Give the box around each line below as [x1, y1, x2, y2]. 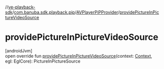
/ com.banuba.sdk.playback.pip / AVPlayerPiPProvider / [12, 9, 120, 15]
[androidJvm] [5, 47, 33, 53]
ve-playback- [8, 4, 35, 10]
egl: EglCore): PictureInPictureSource [5, 58, 81, 64]
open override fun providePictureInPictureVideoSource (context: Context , [5, 53, 152, 59]
